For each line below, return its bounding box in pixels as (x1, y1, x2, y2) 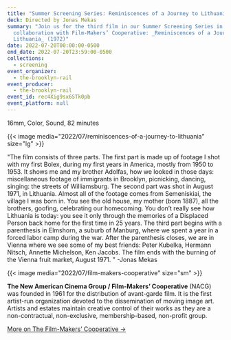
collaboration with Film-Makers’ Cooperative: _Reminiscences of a (13, 29, 211, 37)
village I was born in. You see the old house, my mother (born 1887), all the (7, 197, 219, 205)
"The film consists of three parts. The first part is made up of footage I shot (7, 152, 220, 161)
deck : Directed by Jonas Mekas (7, 17, 97, 23)
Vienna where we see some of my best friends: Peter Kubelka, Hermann (7, 241, 212, 249)
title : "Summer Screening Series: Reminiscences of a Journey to (7, 10, 198, 17)
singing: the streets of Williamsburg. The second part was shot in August (7, 182, 214, 190)
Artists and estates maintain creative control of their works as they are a (7, 304, 211, 312)
